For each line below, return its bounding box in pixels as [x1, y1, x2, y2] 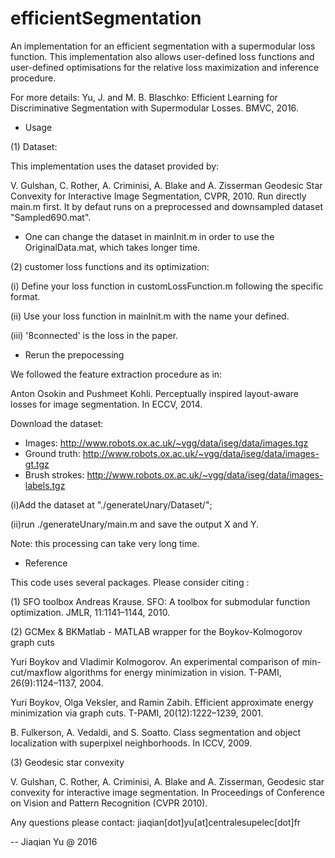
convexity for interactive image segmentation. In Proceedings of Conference [10, 786, 325, 798]
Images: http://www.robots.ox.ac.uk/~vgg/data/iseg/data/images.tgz [24, 437, 309, 449]
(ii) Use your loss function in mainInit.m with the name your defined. [10, 310, 290, 322]
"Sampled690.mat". [10, 211, 92, 223]
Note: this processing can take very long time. [10, 537, 200, 549]
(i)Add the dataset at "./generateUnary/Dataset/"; [10, 498, 213, 511]
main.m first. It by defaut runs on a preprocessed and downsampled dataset [10, 200, 323, 212]
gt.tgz [24, 458, 50, 470]
